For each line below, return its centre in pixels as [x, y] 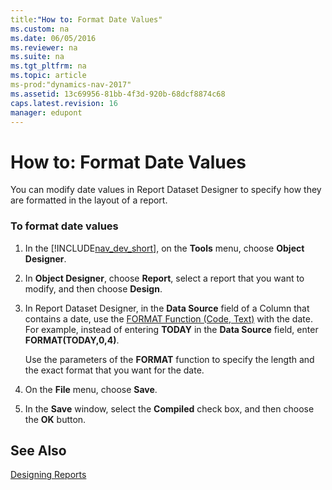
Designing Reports [48, 475]
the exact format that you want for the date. [114, 370]
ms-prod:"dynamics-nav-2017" [71, 85]
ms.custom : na [40, 29]
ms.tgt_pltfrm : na [48, 66]
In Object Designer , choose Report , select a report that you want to [164, 278]
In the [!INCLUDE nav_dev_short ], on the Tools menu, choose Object [164, 248]
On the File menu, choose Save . [91, 389]
